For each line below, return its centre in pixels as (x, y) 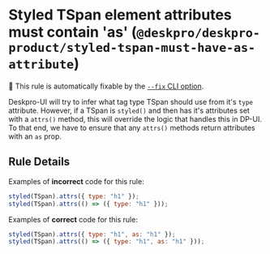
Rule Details (39, 162)
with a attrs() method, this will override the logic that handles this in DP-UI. (135, 118)
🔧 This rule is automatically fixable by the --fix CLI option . (106, 86)
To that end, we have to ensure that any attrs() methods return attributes (132, 127)
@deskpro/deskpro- (199, 34)
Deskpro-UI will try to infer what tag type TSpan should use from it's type (131, 101)
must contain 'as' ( (73, 32)
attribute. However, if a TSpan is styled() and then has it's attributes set (129, 110)
